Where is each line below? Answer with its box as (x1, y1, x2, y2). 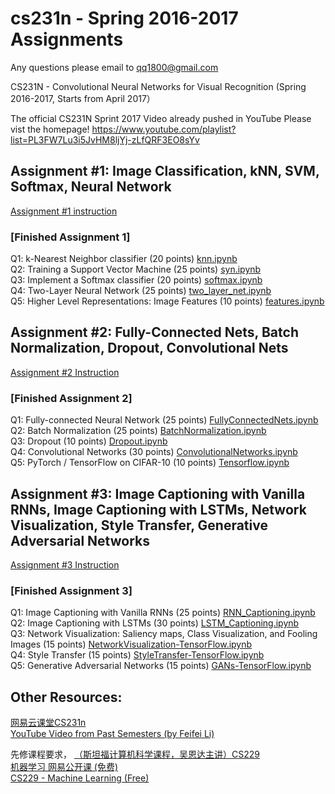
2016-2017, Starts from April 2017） (10, 92, 156, 104)
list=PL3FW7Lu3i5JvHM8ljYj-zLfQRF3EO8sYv (10, 133, 200, 146)
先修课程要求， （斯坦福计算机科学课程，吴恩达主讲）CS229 (10, 748, 260, 761)
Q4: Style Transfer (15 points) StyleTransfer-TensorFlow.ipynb (10, 649, 265, 661)
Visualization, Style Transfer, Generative (10, 517, 268, 534)
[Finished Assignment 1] (10, 230, 131, 244)
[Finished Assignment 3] (10, 583, 133, 597)
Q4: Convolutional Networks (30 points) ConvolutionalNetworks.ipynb (10, 446, 298, 458)
